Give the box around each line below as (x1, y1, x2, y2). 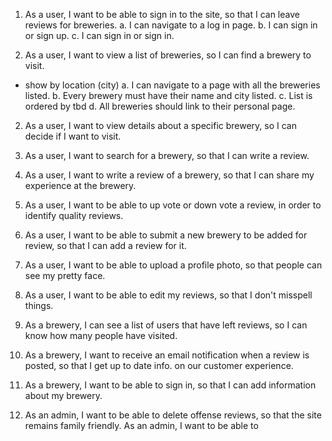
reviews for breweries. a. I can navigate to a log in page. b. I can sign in (24, 19, 318, 31)
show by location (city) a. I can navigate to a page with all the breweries (24, 79, 321, 91)
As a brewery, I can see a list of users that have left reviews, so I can (24, 319, 308, 331)
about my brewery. (24, 390, 103, 401)
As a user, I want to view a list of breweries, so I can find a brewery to (24, 49, 312, 61)
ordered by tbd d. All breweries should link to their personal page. (24, 100, 296, 112)
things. (24, 300, 54, 311)
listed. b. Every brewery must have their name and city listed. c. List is (24, 90, 313, 101)
